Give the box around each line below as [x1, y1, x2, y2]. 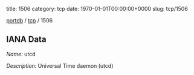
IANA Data [6, 34, 47, 45]
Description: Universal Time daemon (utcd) [6, 62, 114, 69]
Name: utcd [6, 50, 36, 57]
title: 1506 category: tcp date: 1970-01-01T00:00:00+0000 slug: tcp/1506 [6, 5, 189, 12]
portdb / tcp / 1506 [6, 17, 53, 24]
